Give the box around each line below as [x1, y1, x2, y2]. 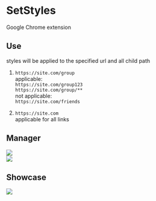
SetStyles [6, 4, 56, 18]
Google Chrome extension [6, 24, 71, 31]
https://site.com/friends [14, 98, 80, 104]
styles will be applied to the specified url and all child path [6, 57, 151, 64]
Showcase [6, 172, 47, 182]
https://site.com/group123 [14, 81, 83, 88]
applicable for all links [14, 115, 69, 123]
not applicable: [14, 92, 52, 100]
